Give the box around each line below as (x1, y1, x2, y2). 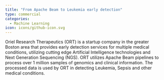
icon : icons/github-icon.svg (5, 26, 65, 30)
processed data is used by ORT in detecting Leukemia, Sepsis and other (5, 65, 152, 71)
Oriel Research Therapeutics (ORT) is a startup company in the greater (5, 39, 149, 45)
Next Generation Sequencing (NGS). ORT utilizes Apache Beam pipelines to (5, 54, 159, 60)
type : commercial (5, 12, 41, 17)
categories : (5, 16, 30, 21)
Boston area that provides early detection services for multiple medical (5, 44, 150, 50)
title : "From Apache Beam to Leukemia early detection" (5, 7, 123, 12)
